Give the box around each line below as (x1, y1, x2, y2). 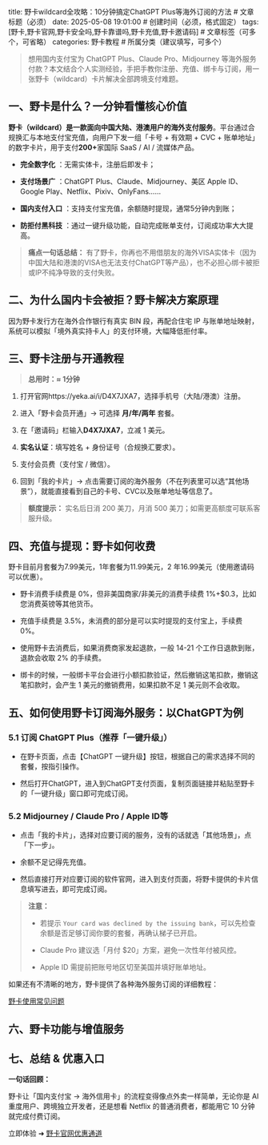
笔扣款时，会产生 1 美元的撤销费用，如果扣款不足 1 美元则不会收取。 (19, 680, 244, 690)
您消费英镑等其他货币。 (19, 599, 98, 609)
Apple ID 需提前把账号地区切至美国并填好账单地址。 (39, 962, 210, 972)
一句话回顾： (8, 1075, 50, 1084)
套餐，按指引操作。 (19, 761, 84, 771)
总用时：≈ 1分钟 (27, 375, 80, 384)
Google (19, 187, 45, 196)
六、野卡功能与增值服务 (8, 1022, 124, 1035)
